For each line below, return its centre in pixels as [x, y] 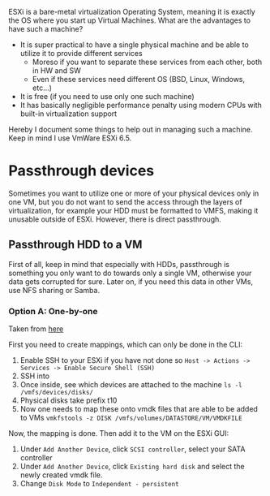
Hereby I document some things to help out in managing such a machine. [131, 129]
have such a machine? [46, 29]
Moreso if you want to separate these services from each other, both [147, 62]
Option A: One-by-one [54, 311]
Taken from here [36, 329]
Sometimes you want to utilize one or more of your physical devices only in [134, 193]
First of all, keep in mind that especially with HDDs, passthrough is [119, 264]
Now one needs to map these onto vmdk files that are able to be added [139, 409]
